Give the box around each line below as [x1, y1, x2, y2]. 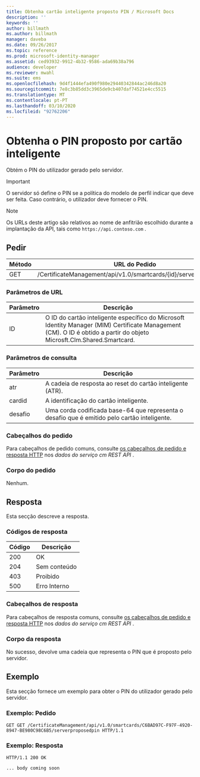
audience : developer [6, 64, 58, 70]
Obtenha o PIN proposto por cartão [6, 134, 183, 148]
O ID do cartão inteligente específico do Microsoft [45, 313, 185, 322]
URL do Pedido [113, 260, 157, 269]
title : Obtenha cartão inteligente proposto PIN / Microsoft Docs [6, 8, 174, 15]
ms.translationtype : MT [6, 92, 65, 98]
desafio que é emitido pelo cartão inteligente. [45, 414, 172, 422]
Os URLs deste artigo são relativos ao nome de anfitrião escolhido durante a [6, 219, 193, 226]
